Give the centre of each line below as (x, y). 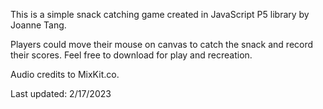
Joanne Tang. (38, 25)
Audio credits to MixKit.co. (65, 74)
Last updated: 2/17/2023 (61, 93)
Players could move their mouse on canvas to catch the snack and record (162, 44)
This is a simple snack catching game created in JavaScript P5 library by (160, 14)
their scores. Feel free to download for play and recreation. (131, 55)
